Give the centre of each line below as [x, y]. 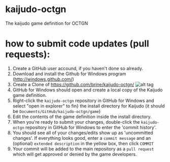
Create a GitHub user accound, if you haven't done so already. [78, 68]
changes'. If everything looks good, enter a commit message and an [82, 138]
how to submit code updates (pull [77, 44]
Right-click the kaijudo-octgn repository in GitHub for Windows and [83, 100]
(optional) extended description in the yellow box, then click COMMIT [83, 143]
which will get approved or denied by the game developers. [75, 154]
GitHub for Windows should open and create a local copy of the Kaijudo [88, 90]
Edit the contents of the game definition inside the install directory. [82, 117]
